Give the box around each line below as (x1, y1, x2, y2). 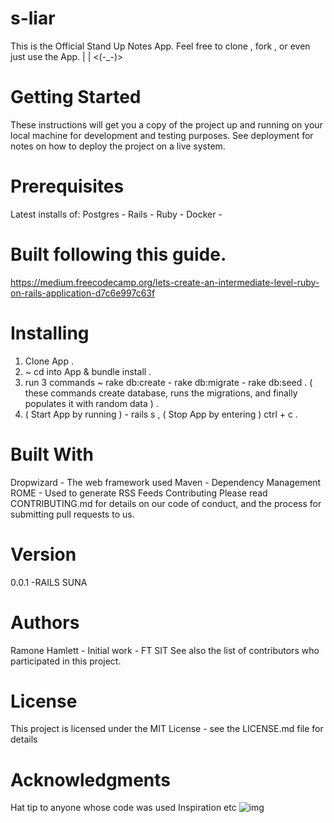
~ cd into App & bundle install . (24, 365, 152, 377)
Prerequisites (10, 175, 125, 198)
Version (10, 543, 77, 566)
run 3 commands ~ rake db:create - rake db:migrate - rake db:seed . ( (24, 376, 313, 388)
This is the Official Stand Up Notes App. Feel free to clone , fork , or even (10, 40, 311, 52)
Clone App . (24, 355, 74, 367)
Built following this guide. (10, 243, 227, 266)
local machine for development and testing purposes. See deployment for (10, 129, 314, 141)
